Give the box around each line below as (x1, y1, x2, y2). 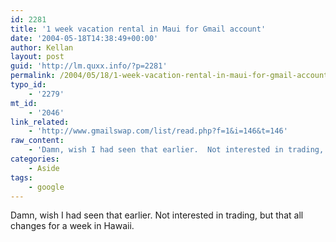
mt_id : (10, 98, 38, 108)
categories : (10, 154, 60, 164)
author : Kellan (10, 42, 74, 53)
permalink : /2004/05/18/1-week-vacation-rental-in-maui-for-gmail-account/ (10, 71, 333, 81)
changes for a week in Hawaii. (10, 220, 135, 232)
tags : (10, 172, 33, 183)
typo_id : (10, 80, 47, 90)
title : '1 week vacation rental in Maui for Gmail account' (10, 24, 267, 34)
